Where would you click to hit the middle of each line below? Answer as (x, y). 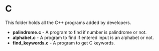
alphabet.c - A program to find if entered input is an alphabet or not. (83, 37)
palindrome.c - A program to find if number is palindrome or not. (79, 32)
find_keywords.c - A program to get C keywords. (64, 42)
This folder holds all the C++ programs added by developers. (68, 22)
